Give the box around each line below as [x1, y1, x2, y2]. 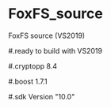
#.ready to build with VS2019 [8, 46, 103, 55]
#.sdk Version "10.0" [8, 91, 75, 101]
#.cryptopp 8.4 [8, 61, 58, 71]
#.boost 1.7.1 [8, 76, 48, 86]
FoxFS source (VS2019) [8, 31, 86, 40]
